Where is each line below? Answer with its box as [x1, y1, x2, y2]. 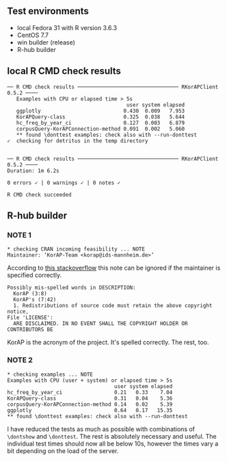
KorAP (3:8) [13, 290, 48, 297]
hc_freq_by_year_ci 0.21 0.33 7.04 [7, 389, 173, 396]
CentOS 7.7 [16, 31, 49, 39]
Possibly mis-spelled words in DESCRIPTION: [7, 284, 136, 292]
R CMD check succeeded [7, 191, 72, 198]
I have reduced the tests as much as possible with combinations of [7, 424, 196, 433]
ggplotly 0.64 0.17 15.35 [7, 407, 173, 413]
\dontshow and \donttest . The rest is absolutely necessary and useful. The [7, 432, 217, 440]
